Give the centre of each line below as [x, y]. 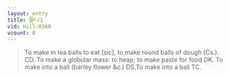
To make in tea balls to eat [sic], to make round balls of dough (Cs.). [122, 52]
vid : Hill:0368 [29, 26]
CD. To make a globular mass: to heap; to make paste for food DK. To [123, 60]
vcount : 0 [22, 33]
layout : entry [28, 13]
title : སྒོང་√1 [25, 20]
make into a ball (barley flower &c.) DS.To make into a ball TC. [113, 67]
